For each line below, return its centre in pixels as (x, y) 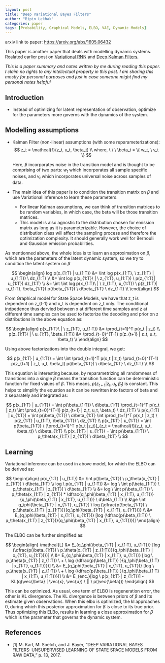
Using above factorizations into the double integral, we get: (65, 349)
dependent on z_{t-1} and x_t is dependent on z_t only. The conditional (77, 304)
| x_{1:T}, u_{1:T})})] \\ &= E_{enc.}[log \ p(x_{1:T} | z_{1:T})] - (83, 576)
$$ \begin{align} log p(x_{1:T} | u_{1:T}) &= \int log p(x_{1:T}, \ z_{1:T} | (83, 273)
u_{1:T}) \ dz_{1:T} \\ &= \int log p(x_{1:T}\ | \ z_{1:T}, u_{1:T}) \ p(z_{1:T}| (83, 279)
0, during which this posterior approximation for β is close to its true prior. (80, 606)
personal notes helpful (28, 82)
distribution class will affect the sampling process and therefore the (88, 233)
